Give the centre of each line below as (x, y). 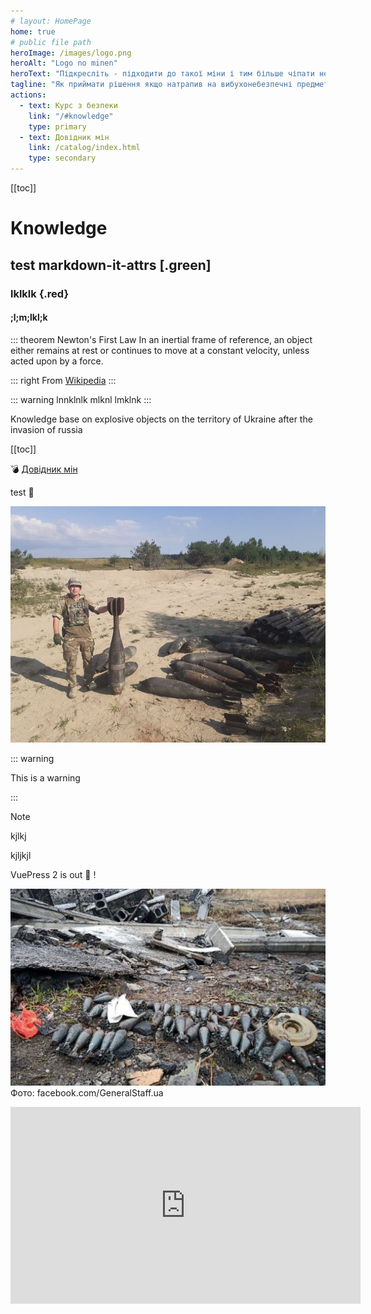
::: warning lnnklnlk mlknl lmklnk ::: (81, 399)
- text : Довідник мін (64, 137)
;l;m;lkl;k (29, 317)
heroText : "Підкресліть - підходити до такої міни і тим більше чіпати (162, 74)
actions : (28, 95)
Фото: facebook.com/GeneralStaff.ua (87, 1092)
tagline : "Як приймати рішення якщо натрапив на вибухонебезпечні (151, 85)
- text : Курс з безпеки (68, 105)
